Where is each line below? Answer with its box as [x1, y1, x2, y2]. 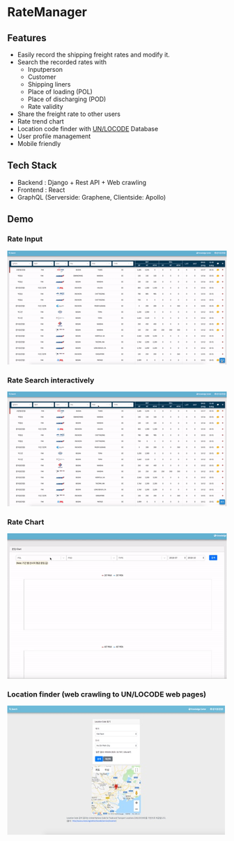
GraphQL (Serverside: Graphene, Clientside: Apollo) [17, 193, 166, 201]
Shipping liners [27, 80, 71, 88]
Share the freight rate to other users [17, 110, 120, 118]
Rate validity [27, 103, 64, 110]
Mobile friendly [17, 140, 61, 147]
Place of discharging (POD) [27, 95, 107, 103]
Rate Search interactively [7, 375, 95, 385]
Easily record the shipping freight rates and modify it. [17, 50, 171, 59]
